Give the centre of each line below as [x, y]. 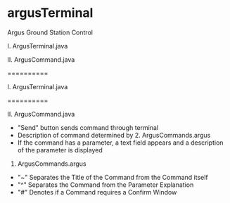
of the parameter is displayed [60, 150]
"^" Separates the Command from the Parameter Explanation [106, 185]
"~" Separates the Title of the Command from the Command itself [113, 177]
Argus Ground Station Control [50, 32]
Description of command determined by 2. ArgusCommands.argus [114, 135]
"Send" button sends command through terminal [88, 127]
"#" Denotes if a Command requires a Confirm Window [97, 192]
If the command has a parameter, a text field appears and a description [120, 143]
